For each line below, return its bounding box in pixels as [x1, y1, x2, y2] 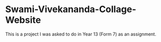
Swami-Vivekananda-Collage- [5, 4, 137, 15]
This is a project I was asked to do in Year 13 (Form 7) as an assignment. [5, 31, 156, 37]
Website [5, 14, 41, 26]
